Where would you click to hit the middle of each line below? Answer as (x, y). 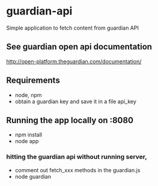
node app (27, 141)
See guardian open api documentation (79, 47)
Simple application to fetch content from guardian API (73, 28)
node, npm (28, 95)
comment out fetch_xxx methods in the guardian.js (77, 170)
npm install (29, 135)
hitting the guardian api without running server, (77, 157)
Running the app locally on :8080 (70, 120)
